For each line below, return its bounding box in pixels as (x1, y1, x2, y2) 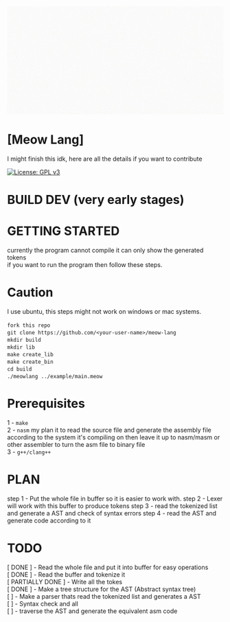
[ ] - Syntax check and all (7, 599, 79, 608)
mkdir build (7, 336, 41, 343)
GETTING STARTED (7, 223, 120, 239)
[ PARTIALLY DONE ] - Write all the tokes (7, 577, 122, 586)
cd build (7, 366, 32, 373)
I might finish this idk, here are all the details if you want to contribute (7, 154, 203, 163)
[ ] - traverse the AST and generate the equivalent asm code (7, 607, 178, 615)
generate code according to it (7, 516, 91, 525)
